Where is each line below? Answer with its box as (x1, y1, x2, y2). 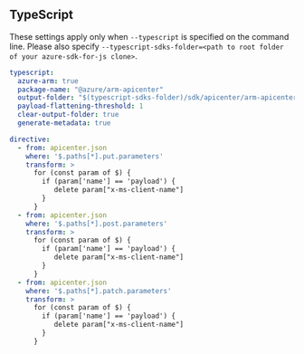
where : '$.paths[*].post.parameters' (25, 219, 168, 228)
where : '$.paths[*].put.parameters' (25, 151, 165, 161)
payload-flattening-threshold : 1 (17, 101, 144, 111)
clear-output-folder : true (17, 110, 119, 120)
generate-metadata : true (17, 119, 111, 128)
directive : (9, 135, 51, 144)
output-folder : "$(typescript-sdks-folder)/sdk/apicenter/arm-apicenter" (17, 93, 301, 102)
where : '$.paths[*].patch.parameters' (25, 286, 172, 295)
